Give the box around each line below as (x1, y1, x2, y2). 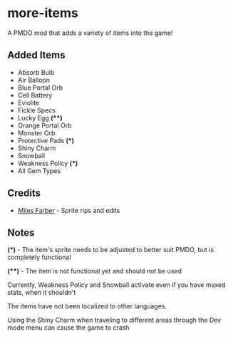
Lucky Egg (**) (17, 113, 63, 122)
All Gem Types (17, 166, 61, 175)
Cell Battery (17, 90, 53, 99)
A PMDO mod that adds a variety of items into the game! (7, 28, 173, 37)
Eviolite (17, 98, 40, 107)
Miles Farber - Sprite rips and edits (17, 206, 120, 214)
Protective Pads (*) (17, 136, 75, 145)
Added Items (7, 49, 66, 61)
